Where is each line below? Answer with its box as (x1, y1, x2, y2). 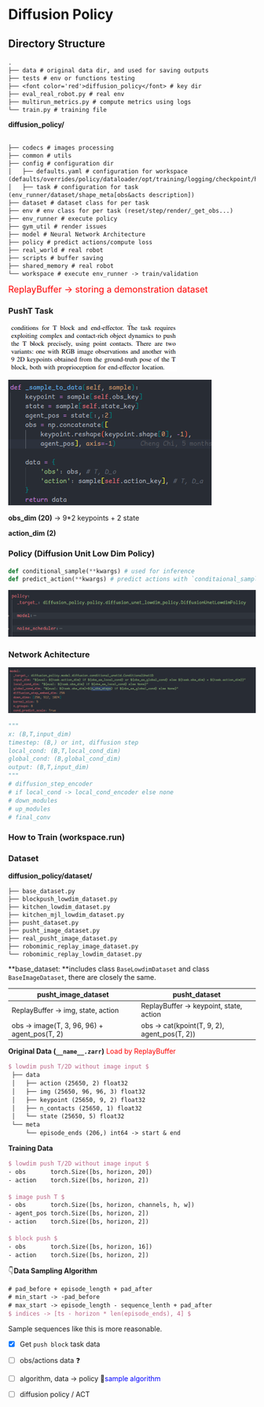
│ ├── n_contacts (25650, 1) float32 (11, 1104, 143, 1112)
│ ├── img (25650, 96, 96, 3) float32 (11, 1087, 146, 1096)
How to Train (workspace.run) (8, 832, 126, 843)
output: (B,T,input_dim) (8, 763, 90, 771)
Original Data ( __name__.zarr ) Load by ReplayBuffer (8, 1046, 177, 1056)
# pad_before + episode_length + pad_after (8, 1285, 153, 1293)
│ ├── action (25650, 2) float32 (11, 1079, 128, 1087)
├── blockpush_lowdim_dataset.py (8, 895, 118, 903)
